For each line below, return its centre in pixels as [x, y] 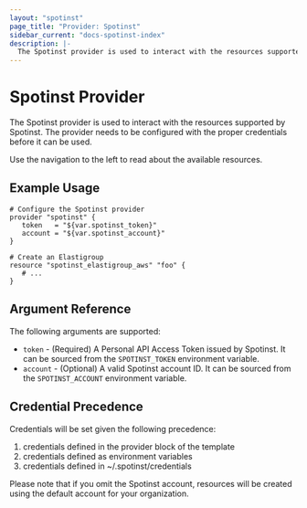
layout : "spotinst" [47, 18]
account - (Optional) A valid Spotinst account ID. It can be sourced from [157, 368]
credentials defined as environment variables [108, 456]
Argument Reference [70, 309]
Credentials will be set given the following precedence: [113, 429]
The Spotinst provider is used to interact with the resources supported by [148, 122]
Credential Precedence [76, 407]
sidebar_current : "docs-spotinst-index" [88, 35]
